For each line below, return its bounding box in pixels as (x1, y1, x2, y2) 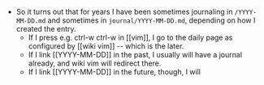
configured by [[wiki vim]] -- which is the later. (28, 41, 184, 51)
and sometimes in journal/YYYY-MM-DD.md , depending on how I (47, 15, 256, 25)
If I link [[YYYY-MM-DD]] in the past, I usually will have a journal (28, 50, 242, 59)
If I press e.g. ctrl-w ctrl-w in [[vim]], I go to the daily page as (28, 32, 233, 42)
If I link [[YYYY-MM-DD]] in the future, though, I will (28, 67, 201, 76)
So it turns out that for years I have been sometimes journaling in (15, 7, 233, 16)
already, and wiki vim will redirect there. (28, 58, 162, 68)
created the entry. (15, 24, 76, 33)
